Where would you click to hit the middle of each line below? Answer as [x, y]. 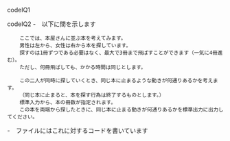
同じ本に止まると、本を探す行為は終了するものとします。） [94, 95]
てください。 [22, 117]
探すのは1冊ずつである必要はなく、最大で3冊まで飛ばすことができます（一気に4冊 [118, 53]
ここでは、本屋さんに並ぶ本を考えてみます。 [73, 38]
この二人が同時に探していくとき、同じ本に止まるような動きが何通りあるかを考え [116, 81]
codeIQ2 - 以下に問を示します [51, 24]
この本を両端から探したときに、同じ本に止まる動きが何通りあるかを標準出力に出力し [122, 110]
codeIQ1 [19, 10]
